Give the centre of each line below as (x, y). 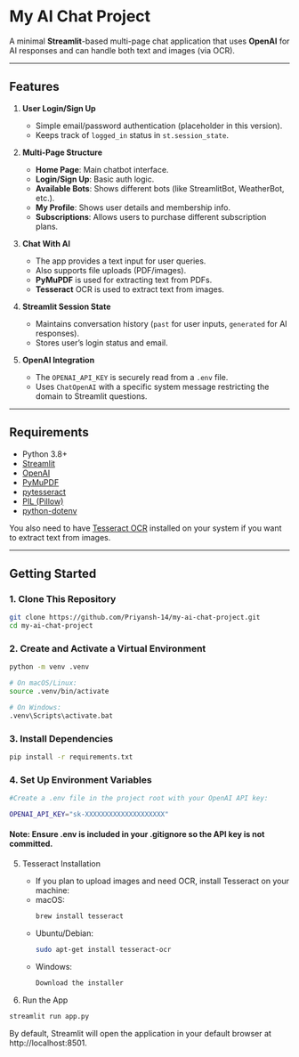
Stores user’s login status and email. (101, 342)
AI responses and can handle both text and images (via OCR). (122, 50)
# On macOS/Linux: (43, 683)
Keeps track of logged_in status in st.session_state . (132, 134)
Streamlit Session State (66, 306)
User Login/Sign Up (59, 108)
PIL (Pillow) (43, 501)
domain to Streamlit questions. (91, 396)
